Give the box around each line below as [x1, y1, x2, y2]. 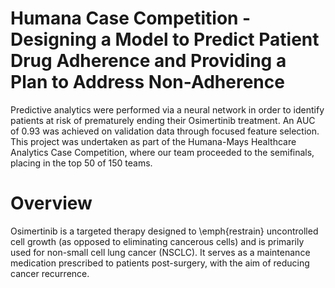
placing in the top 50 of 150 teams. [10, 157, 153, 169]
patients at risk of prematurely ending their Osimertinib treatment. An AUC [10, 114, 316, 126]
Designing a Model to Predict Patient [10, 28, 320, 51]
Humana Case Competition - [10, 7, 252, 30]
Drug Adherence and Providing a [10, 50, 287, 72]
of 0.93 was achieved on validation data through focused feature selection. [10, 125, 320, 137]
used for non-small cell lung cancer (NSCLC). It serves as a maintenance [10, 246, 311, 258]
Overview [10, 192, 93, 215]
